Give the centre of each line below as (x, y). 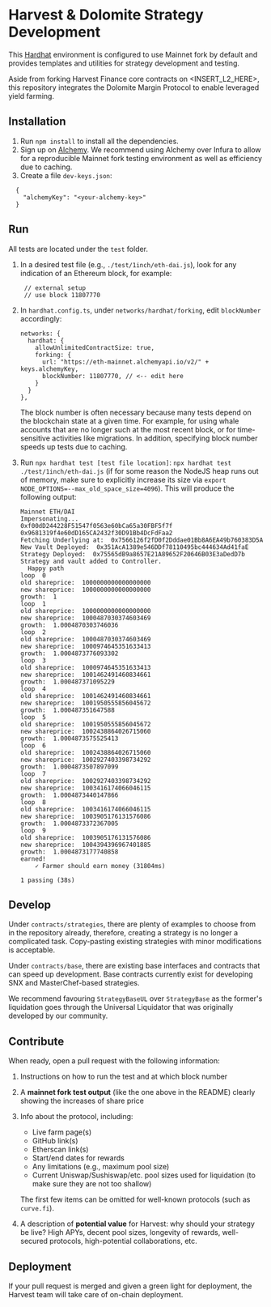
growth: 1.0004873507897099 (69, 767)
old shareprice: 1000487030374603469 (85, 639)
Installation (37, 122)
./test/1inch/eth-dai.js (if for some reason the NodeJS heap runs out (139, 470)
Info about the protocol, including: (76, 1117)
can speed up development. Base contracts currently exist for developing (131, 974)
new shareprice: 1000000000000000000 (85, 590)
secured (34, 1241)
